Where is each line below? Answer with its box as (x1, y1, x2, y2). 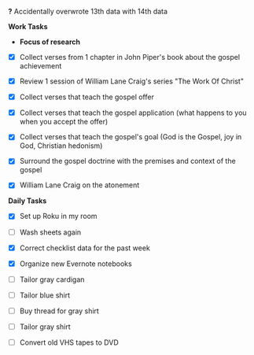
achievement (19, 61, 62, 71)
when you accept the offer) (19, 117, 109, 127)
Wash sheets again (19, 227, 82, 237)
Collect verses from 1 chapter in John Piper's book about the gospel (19, 53, 241, 61)
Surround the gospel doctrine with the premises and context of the (19, 157, 236, 166)
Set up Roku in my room (19, 212, 98, 221)
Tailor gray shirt (19, 322, 71, 331)
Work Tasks (8, 22, 49, 31)
